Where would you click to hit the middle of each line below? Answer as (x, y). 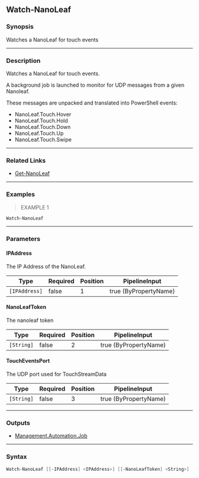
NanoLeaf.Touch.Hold (41, 121)
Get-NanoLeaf (32, 173)
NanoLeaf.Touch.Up (39, 133)
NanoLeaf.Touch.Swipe (43, 140)
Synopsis (20, 27)
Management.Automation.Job (51, 436)
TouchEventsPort (28, 361)
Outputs (18, 423)
